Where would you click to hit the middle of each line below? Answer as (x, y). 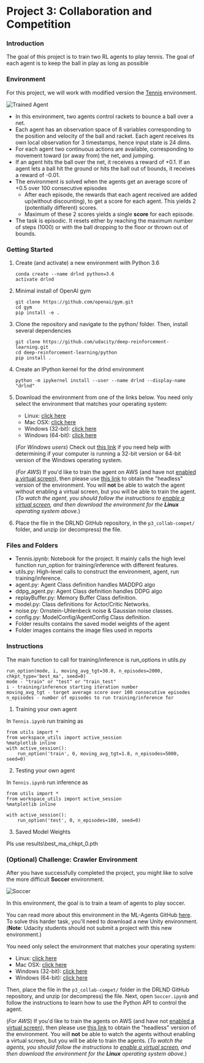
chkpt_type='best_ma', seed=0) (46, 676)
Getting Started (30, 250)
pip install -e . (37, 313)
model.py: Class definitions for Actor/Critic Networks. (83, 604)
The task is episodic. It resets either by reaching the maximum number (104, 220)
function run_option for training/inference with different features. (97, 565)
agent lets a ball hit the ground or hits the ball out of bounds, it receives (105, 168)
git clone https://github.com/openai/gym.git (74, 302)
